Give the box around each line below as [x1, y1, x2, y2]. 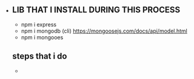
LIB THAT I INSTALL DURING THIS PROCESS [12, 5, 181, 15]
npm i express [21, 21, 57, 28]
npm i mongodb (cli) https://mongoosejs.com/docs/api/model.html [21, 27, 188, 34]
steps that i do [12, 51, 67, 62]
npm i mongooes [21, 33, 64, 41]
